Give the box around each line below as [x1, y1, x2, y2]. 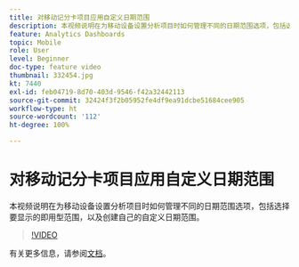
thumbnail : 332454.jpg [9, 71, 93, 80]
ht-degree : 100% [9, 121, 69, 130]
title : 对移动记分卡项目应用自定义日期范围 [9, 12, 150, 22]
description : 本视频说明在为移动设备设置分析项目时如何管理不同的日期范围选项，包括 [9, 21, 287, 30]
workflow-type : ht [9, 104, 77, 113]
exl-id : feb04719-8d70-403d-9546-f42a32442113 [9, 87, 185, 96]
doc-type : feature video [9, 63, 101, 72]
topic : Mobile [9, 37, 62, 47]
